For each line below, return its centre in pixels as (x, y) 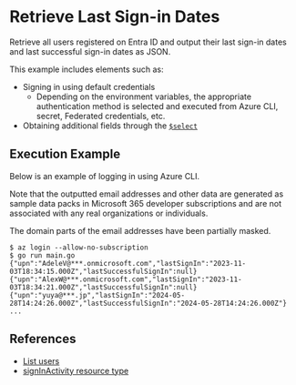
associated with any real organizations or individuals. (109, 213)
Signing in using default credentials (89, 86)
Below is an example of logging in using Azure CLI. (105, 176)
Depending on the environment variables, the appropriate (144, 96)
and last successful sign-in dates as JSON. (90, 51)
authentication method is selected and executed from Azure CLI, (157, 106)
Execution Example (65, 154)
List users (41, 360)
